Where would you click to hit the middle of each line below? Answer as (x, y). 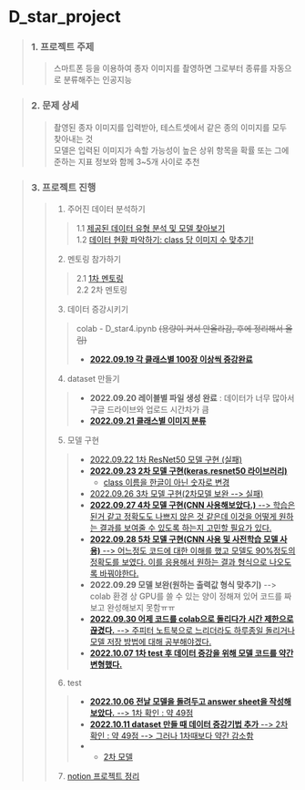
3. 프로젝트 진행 (63, 187)
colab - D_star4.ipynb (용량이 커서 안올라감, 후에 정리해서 (180, 329)
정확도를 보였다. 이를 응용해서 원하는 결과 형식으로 (178, 562)
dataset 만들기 (93, 379)
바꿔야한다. (119, 574)
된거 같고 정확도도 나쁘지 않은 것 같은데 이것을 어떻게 (183, 517)
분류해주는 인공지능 (98, 80)
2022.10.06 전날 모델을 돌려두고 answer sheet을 (178, 702)
